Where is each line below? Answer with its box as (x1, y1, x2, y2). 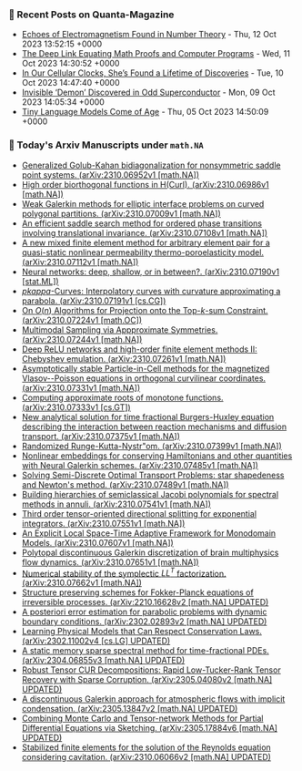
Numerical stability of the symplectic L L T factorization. (21, 566, 226, 579)
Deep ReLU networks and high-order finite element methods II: (21, 344, 258, 355)
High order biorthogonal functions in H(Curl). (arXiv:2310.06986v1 (21, 179, 269, 190)
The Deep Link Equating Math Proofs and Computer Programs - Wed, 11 (21, 48, 290, 59)
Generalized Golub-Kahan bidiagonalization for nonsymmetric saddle (21, 159, 281, 170)
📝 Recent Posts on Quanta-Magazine (8, 8, 175, 21)
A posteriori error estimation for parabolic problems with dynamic (21, 606, 267, 618)
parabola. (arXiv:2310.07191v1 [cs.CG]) (21, 295, 166, 306)
